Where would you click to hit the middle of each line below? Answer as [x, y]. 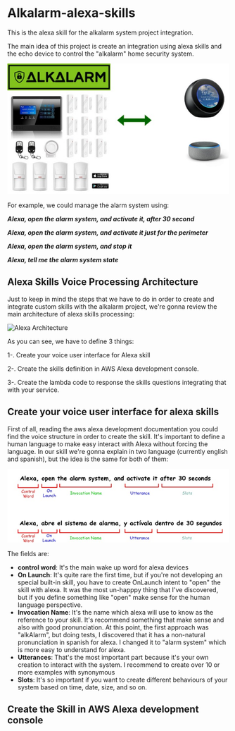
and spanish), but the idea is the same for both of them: [88, 459]
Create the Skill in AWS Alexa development [103, 709]
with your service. [33, 390]
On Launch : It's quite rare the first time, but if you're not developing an [120, 575]
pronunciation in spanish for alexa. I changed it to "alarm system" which [122, 642]
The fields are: [28, 553]
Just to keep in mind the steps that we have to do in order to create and [111, 299]
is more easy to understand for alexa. [71, 649]
